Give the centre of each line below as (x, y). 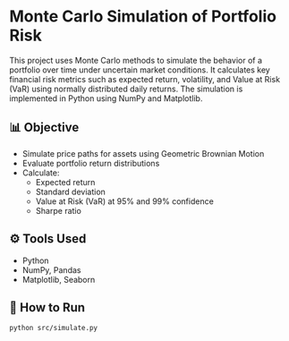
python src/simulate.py (54, 328)
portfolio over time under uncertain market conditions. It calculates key (140, 70)
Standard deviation (70, 192)
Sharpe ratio (59, 210)
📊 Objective (44, 128)
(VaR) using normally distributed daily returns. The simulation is (126, 89)
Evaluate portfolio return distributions (91, 163)
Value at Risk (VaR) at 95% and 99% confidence (125, 201)
